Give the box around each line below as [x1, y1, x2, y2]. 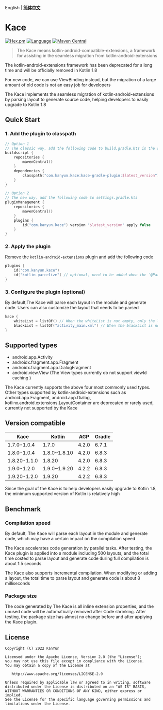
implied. [5, 693, 23, 698]
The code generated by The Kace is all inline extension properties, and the [5, 603, 154, 609]
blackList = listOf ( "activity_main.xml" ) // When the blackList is [14, 323, 153, 328]
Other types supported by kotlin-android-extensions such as [5, 389, 126, 395]
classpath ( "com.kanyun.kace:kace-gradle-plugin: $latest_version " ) [22, 173, 160, 178]
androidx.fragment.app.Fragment [12, 359, 79, 365]
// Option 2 [5, 191, 29, 196]
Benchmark [5, 505, 41, 513]
